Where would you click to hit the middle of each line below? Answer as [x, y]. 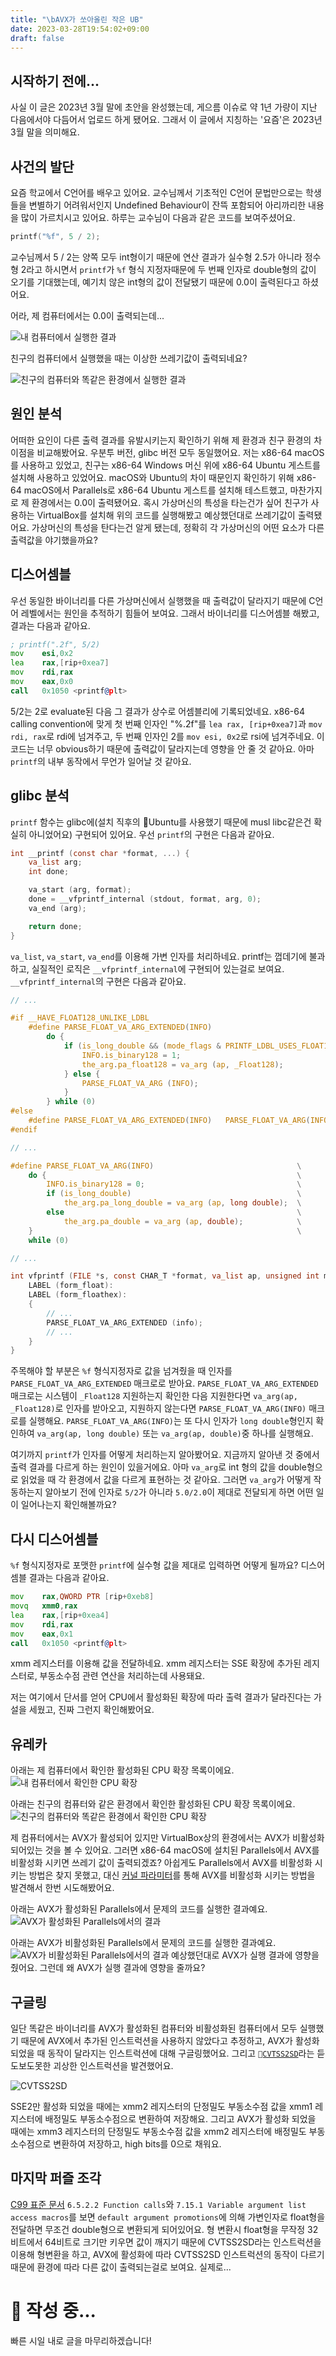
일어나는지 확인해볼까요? [68, 1505]
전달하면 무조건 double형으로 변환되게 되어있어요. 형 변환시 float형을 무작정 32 [164, 2229]
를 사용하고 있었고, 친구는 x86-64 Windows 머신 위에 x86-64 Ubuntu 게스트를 [165, 465]
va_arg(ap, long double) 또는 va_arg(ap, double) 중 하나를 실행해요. [175, 1433]
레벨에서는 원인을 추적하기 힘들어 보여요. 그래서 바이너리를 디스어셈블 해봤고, [170, 613]
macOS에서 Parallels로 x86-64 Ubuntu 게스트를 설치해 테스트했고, [155, 490]
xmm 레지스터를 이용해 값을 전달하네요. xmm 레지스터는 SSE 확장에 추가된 [156, 1663]
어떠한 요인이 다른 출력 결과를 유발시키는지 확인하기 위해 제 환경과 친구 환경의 [161, 440]
